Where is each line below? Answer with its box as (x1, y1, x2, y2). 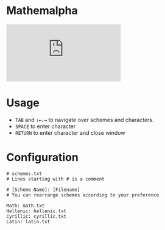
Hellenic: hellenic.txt (6, 208, 67, 214)
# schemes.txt (6, 170, 43, 177)
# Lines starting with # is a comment (6, 176, 105, 182)
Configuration (6, 151, 79, 165)
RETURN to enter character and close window (15, 129, 125, 136)
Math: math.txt (6, 203, 45, 209)
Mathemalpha (6, 4, 78, 18)
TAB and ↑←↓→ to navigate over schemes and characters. (15, 116, 154, 123)
